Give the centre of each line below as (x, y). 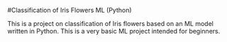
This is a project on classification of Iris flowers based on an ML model (111, 23)
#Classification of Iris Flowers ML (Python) (70, 10)
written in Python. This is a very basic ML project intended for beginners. (114, 31)
